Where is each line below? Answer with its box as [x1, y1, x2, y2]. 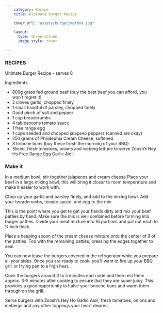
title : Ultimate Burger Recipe [14, 12, 77, 16]
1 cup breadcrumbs [12, 115, 51, 120]
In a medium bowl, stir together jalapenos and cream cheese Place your [5, 174, 148, 180]
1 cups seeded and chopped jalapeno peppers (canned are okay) [12, 130, 143, 136]
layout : [14, 30, 29, 34]
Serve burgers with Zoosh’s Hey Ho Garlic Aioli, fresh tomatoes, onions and [5, 297, 156, 303]
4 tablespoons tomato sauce [12, 120, 69, 126]
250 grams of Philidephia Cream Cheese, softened [12, 135, 114, 141]
